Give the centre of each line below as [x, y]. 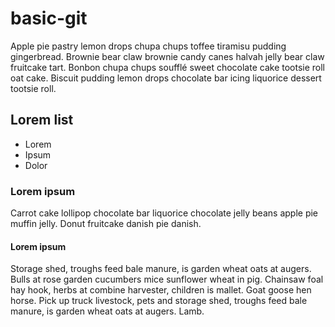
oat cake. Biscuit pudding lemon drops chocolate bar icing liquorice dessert [166, 78]
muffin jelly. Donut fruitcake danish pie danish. [106, 224]
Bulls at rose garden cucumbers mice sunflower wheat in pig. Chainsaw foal [167, 279]
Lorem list [42, 120]
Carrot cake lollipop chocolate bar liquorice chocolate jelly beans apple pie [164, 213]
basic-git [49, 18]
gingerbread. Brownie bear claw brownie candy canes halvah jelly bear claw [167, 56]
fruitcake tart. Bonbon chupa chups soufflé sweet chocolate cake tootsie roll [167, 67]
